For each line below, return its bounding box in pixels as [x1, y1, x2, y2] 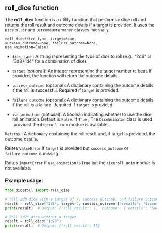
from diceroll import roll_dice [5, 188, 70, 193]
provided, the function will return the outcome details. [12, 73, 119, 79]
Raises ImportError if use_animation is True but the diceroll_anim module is [5, 160, 155, 166]
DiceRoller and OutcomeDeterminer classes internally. [5, 27, 110, 33]
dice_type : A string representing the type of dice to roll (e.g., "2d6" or [12, 53, 152, 59]
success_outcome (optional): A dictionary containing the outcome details [12, 82, 154, 88]
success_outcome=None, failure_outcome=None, [5, 41, 98, 45]
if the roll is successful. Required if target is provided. [12, 87, 120, 93]
